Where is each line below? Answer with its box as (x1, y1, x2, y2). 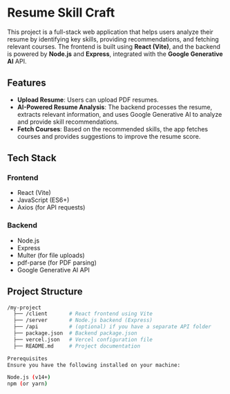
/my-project (7, 304, 41, 311)
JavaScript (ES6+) (17, 196, 70, 205)
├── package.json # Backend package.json (13, 330, 137, 337)
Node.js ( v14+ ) (7, 374, 51, 381)
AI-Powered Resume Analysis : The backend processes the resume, (17, 102, 213, 111)
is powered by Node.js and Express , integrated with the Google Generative (7, 50, 223, 58)
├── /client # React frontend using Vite (13, 310, 153, 317)
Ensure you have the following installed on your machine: (7, 362, 181, 368)
